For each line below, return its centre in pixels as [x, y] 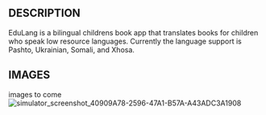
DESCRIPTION [44, 13]
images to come [35, 94]
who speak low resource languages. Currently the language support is [125, 41]
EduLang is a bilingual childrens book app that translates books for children [133, 32]
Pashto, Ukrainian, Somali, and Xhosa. [72, 49]
